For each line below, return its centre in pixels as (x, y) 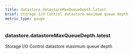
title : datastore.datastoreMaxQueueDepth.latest (56, 9)
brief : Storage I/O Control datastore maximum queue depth (67, 14)
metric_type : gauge (25, 18)
